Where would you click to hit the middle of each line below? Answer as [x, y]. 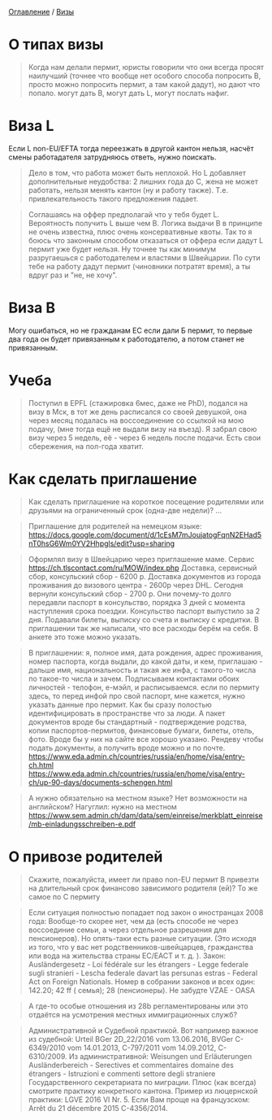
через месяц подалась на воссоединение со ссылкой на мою [136, 420]
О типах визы [56, 45]
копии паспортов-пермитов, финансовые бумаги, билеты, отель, [141, 730]
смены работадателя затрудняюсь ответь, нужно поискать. [112, 157]
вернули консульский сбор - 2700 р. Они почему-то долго [130, 594]
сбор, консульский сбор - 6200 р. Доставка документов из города [145, 576]
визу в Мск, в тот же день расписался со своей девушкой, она [138, 412]
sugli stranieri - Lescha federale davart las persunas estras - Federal [143, 973]
